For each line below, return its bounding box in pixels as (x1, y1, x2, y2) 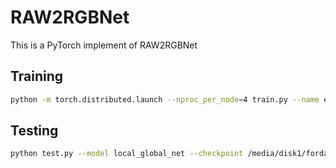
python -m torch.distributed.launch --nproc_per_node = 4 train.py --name (10, 94, 320, 105)
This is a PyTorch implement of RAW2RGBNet (10, 39, 198, 51)
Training (10, 68, 64, 85)
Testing (10, 122, 59, 140)
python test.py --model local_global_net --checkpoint (10, 149, 244, 159)
